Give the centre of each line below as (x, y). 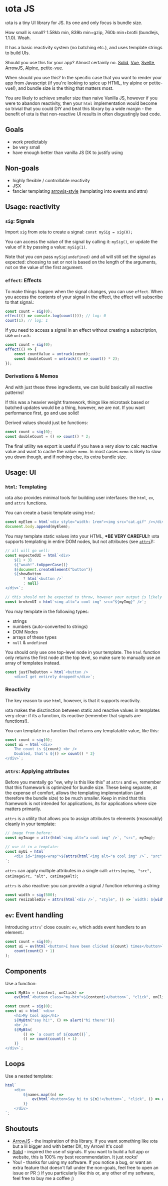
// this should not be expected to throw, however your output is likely (84, 597)
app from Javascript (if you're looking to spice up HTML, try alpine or (76, 83)
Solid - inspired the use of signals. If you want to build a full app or (81, 1151)
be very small (26, 147)
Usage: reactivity (32, 207)
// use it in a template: (32, 847)
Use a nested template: (29, 1076)
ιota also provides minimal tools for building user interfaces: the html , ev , (80, 498)
